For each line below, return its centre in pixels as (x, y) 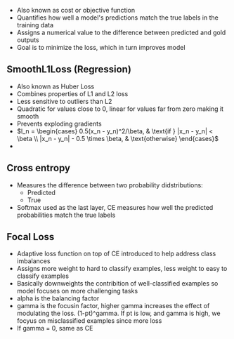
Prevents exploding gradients (59, 124)
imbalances (33, 261)
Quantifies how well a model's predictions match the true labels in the (117, 18)
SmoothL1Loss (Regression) (69, 69)
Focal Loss (31, 237)
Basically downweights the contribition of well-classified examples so (117, 284)
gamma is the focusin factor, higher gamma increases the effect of (113, 306)
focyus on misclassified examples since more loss (89, 321)
